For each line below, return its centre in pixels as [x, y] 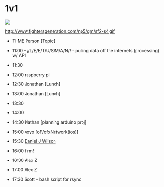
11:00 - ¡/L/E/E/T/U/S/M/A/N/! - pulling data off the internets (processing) [86, 50]
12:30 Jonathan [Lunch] [36, 84]
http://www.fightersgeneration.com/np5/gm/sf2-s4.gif [60, 31]
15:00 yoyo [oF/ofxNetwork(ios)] [45, 132]
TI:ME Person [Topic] [34, 41]
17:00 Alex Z [25, 169]
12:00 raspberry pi [31, 75]
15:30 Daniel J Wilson [34, 141]
